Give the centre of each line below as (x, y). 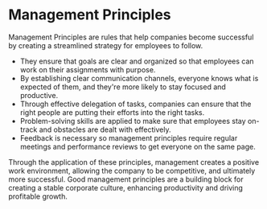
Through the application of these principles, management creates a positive (134, 162)
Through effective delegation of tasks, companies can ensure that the (136, 104)
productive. (39, 95)
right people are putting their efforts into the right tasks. (112, 112)
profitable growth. (38, 196)
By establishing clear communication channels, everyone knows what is (139, 78)
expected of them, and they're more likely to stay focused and (123, 87)
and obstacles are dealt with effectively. (105, 129)
